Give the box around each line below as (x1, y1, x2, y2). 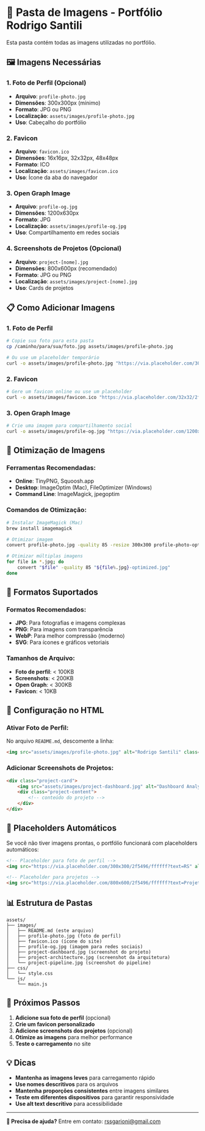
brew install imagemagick (6, 525, 72, 532)
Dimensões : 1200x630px (15, 209, 79, 217)
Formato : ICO (15, 160, 50, 168)
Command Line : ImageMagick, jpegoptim (15, 491, 120, 498)
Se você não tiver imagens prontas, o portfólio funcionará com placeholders (6, 839, 198, 847)
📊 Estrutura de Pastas (6, 897, 93, 908)
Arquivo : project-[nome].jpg (15, 258, 88, 265)
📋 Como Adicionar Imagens (6, 302, 115, 313)
